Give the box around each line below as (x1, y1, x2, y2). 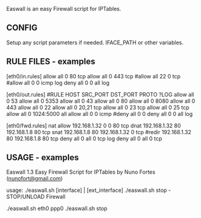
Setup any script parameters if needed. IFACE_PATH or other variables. (6, 39, 184, 46)
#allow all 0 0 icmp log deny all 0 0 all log (6, 79, 110, 86)
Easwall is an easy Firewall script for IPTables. (6, 5, 121, 12)
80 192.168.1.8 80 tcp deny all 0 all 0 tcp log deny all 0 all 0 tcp (6, 135, 162, 142)
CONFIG (6, 22, 38, 33)
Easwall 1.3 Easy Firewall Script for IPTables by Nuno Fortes (6, 168, 156, 175)
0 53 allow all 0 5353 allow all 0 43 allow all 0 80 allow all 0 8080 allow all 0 (6, 97, 196, 104)
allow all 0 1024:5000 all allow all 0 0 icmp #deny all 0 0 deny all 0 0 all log (6, 110, 193, 117)
